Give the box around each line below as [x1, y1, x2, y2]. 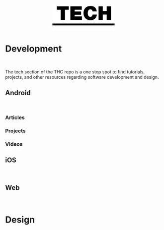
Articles [5, 114, 25, 121]
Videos [5, 141, 23, 147]
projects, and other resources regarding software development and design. [5, 74, 159, 80]
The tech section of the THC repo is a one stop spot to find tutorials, [5, 69, 145, 75]
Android [5, 88, 31, 97]
